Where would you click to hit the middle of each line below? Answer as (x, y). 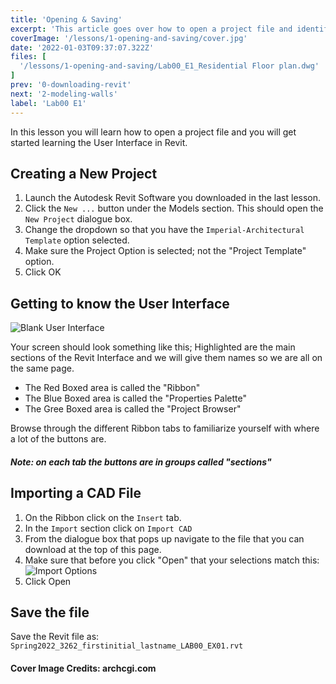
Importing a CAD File (76, 493)
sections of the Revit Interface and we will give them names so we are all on (166, 358)
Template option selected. (77, 240)
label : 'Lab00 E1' (48, 103)
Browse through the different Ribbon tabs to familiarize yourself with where (165, 428)
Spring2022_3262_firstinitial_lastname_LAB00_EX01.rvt (127, 646)
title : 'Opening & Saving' (66, 19)
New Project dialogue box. (78, 219)
